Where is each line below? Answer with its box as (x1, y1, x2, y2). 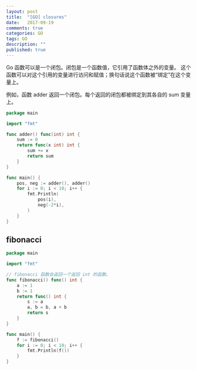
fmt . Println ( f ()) (27, 348, 69, 354)
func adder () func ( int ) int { (6, 131, 81, 137)
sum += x (27, 148, 49, 154)
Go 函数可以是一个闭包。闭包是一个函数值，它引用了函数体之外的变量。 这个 (6, 64, 191, 71)
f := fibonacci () (16, 336, 59, 343)
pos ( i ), (37, 196, 57, 203)
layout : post (6, 8, 38, 15)
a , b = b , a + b (27, 304, 67, 311)
